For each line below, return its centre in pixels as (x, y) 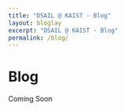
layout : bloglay (35, 23)
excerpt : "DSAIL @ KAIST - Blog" (63, 30)
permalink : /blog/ (38, 38)
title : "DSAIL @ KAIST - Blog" (60, 15)
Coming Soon (30, 99)
